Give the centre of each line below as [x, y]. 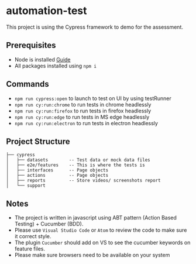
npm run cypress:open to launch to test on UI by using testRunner [93, 98]
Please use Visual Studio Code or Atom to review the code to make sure [101, 230]
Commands [28, 84]
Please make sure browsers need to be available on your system [92, 255]
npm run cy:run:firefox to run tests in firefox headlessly [83, 111]
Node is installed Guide [43, 59]
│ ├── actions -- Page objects [57, 176]
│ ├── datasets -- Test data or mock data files [78, 160]
